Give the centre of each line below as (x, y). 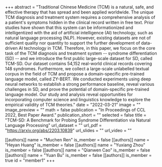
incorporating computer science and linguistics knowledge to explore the (78, 99)
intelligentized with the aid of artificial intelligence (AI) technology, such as (79, 33)
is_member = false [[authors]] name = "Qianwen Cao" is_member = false (78, 150)
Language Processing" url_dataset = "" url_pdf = (53, 125)
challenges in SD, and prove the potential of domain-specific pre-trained (77, 89)
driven (11, 48)
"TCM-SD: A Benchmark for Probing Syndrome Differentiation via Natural (78, 120)
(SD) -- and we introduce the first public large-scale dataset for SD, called (79, 58)
